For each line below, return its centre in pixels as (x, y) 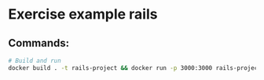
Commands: (39, 43)
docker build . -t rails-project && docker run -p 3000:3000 (110, 68)
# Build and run (35, 61)
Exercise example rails (83, 14)
